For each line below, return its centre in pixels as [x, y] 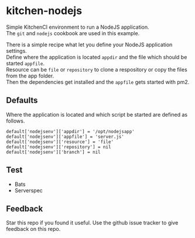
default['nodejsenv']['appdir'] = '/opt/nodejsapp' [70, 131]
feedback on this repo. [33, 229]
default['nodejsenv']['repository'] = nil [59, 147]
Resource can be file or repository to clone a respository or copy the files [97, 69]
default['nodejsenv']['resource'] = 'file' [60, 142]
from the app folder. [30, 76]
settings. [17, 50]
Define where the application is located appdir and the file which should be [97, 57]
